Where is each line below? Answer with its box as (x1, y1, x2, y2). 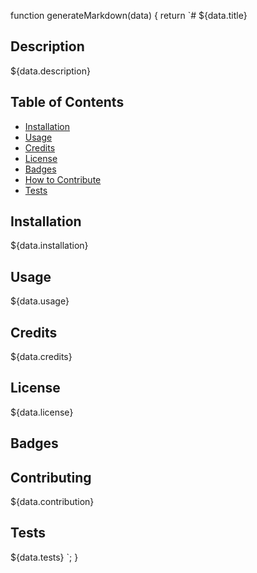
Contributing (10, 469, 92, 486)
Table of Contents (10, 94, 125, 111)
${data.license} (10, 406, 74, 418)
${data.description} (10, 65, 91, 77)
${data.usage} (10, 295, 70, 307)
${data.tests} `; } (10, 551, 79, 563)
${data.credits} (10, 351, 73, 363)
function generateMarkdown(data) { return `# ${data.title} (10, 10, 248, 21)
